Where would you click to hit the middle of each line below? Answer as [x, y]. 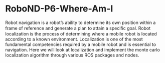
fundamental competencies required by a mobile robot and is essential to [81, 44]
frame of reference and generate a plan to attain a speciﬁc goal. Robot [78, 28]
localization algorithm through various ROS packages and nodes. [72, 55]
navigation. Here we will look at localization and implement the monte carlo [83, 49]
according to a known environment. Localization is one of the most [74, 39]
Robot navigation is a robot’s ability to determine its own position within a [80, 22]
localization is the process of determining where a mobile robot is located [81, 33]
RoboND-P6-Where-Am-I [59, 9]
